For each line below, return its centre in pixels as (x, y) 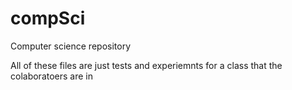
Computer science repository (71, 46)
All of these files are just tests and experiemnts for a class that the (146, 65)
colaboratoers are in (52, 76)
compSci (48, 18)
